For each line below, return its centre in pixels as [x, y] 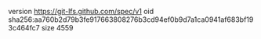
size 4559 [58, 28]
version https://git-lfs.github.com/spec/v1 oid [81, 11]
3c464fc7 [24, 28]
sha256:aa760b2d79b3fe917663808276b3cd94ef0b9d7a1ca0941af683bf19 [131, 19]
